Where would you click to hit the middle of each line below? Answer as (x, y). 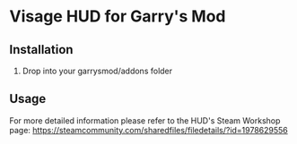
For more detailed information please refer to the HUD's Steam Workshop (145, 120)
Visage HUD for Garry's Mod (118, 17)
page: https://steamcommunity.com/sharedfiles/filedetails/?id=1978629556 (149, 130)
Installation (41, 50)
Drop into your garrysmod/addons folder (97, 71)
